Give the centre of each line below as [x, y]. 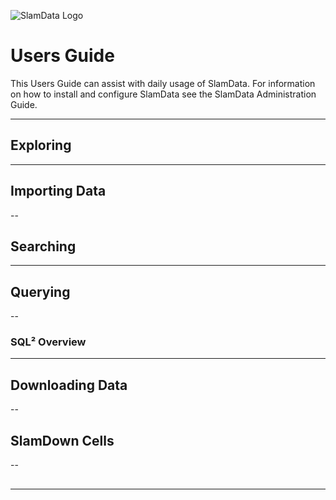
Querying [40, 291]
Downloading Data [69, 385]
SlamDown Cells [62, 440]
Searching [43, 246]
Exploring [41, 145]
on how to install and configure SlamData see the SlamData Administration [163, 94]
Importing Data [58, 191]
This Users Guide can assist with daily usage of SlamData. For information [163, 83]
